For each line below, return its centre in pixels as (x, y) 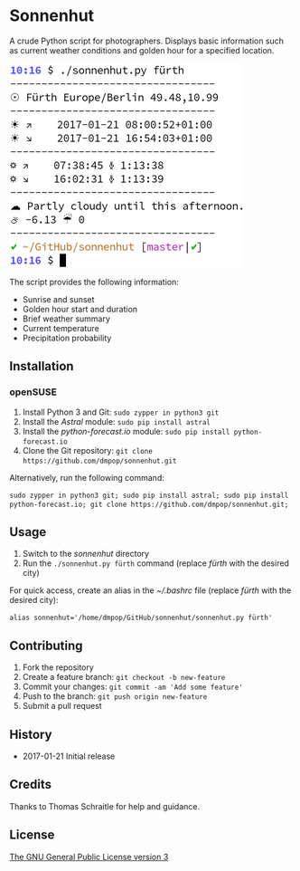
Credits (31, 785)
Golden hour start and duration (80, 309)
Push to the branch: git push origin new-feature (115, 696)
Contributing (46, 645)
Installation (42, 366)
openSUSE (33, 392)
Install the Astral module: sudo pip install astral (116, 421)
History (31, 734)
